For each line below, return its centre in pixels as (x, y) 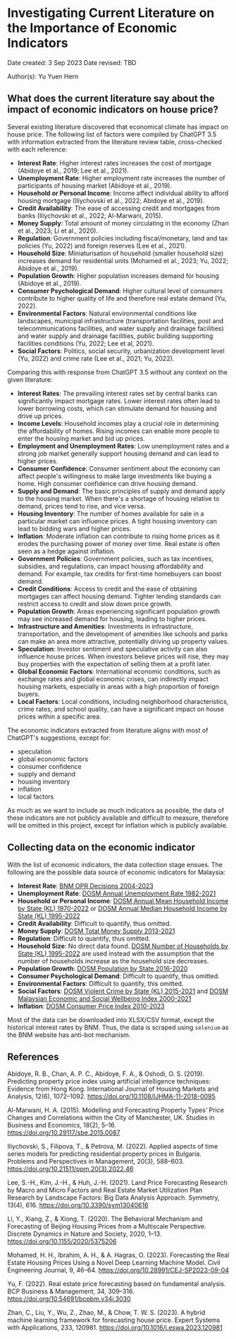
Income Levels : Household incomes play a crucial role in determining (118, 423)
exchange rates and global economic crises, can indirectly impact (113, 679)
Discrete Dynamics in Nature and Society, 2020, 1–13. (85, 1234)
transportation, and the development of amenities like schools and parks (123, 634)
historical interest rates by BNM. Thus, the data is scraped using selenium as (118, 1027)
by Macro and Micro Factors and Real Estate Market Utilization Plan (105, 1190)
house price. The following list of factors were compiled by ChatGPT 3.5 (112, 134)
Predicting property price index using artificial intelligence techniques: (109, 1082)
